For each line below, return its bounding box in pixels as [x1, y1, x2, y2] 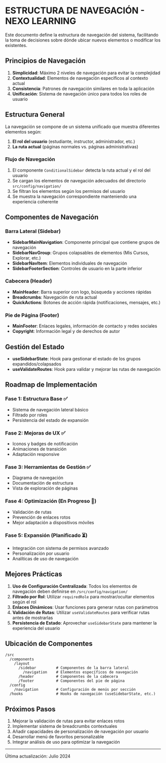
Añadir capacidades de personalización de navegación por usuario [12, 728, 149, 734]
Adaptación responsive [12, 451, 60, 457]
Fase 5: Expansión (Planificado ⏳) [5, 532, 88, 539]
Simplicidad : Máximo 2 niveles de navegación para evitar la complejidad [12, 70, 161, 76]
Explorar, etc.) [12, 255, 41, 261]
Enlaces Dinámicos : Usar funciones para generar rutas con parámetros [12, 604, 159, 610]
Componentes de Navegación [5, 213, 99, 222]
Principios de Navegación [5, 57, 86, 65]
